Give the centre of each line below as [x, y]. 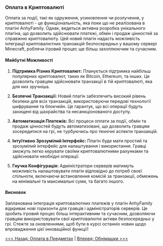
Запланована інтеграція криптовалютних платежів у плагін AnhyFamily [79, 203]
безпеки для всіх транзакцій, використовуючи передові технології [81, 101]
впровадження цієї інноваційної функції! [47, 229]
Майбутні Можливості [29, 60]
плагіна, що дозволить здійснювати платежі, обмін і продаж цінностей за [81, 34]
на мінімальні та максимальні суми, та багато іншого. [68, 181]
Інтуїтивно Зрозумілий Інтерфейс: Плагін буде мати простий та [80, 141]
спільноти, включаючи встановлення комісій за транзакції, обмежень [85, 176]
